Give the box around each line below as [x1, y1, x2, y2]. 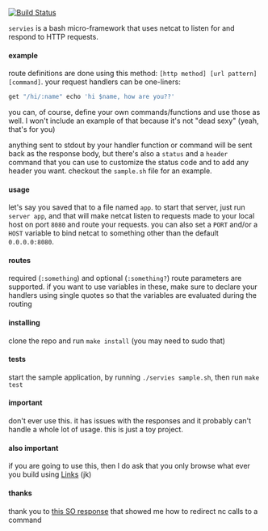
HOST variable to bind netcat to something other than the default [8, 228, 220, 238]
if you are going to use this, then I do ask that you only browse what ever [8, 461, 250, 471]
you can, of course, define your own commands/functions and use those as [8, 108, 261, 117]
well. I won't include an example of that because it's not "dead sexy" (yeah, [8, 116, 260, 125]
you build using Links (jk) [8, 469, 92, 479]
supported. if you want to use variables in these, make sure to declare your [8, 282, 258, 291]
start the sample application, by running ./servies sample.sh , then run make [8, 372, 260, 382]
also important [8, 443, 59, 452]
